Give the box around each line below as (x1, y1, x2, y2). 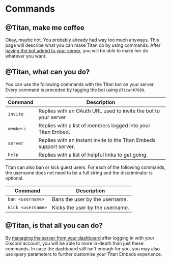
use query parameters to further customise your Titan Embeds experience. (5, 251, 162, 257)
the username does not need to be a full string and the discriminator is (5, 169, 153, 176)
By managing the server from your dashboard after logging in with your (5, 235, 155, 241)
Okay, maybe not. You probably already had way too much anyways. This (5, 37, 159, 43)
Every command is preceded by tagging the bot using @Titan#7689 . (5, 86, 146, 93)
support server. (38, 143, 75, 150)
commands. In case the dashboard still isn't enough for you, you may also (5, 245, 160, 252)
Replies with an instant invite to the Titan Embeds (38, 136, 156, 143)
